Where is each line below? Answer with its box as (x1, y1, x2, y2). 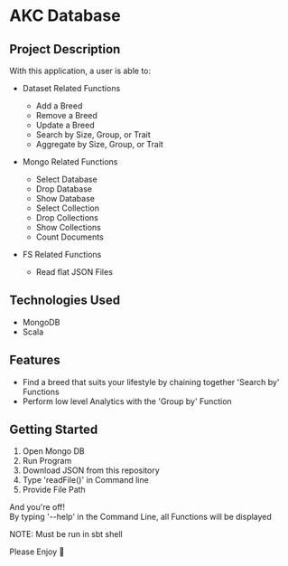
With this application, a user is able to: (9, 65, 152, 76)
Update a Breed (35, 119, 95, 130)
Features (9, 353, 60, 368)
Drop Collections (35, 212, 99, 222)
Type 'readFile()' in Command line (22, 475, 149, 486)
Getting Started (9, 422, 98, 438)
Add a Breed (35, 100, 83, 111)
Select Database (35, 174, 98, 184)
